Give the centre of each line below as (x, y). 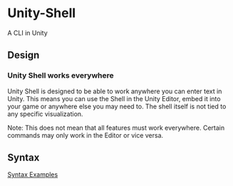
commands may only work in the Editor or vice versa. (86, 135)
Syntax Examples (33, 175)
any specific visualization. (45, 114)
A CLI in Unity (27, 33)
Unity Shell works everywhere (61, 76)
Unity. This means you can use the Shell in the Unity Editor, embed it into (114, 98)
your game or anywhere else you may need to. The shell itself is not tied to (117, 106)
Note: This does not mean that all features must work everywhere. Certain (116, 128)
